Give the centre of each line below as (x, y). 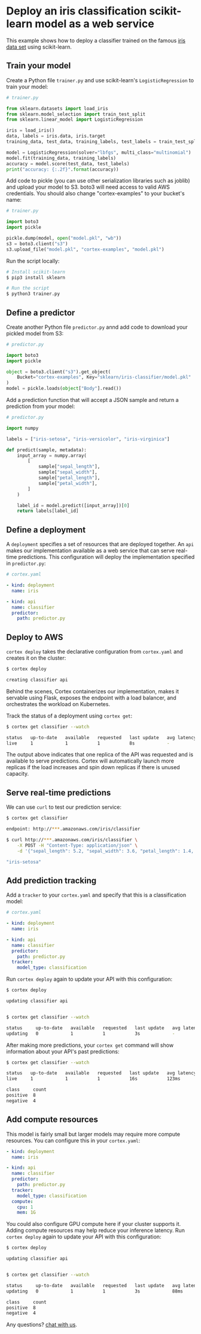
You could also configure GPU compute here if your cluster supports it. (94, 1224)
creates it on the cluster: (36, 658)
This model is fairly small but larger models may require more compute (93, 1134)
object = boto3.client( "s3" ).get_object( (59, 372)
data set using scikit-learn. (39, 47)
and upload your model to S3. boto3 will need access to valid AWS (88, 187)
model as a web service (95, 24)
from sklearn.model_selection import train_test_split (76, 114)
